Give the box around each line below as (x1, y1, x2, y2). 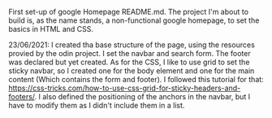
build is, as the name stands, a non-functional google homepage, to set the (8, 15, 260, 25)
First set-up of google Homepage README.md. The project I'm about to (8, 7, 249, 16)
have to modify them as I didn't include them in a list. (8, 101, 185, 110)
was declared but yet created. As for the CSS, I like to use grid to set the (8, 57, 250, 67)
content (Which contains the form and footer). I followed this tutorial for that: (8, 75, 264, 84)
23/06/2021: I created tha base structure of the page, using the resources (8, 40, 256, 50)
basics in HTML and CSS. (8, 24, 94, 33)
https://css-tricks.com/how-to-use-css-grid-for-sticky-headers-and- (8, 83, 241, 93)
